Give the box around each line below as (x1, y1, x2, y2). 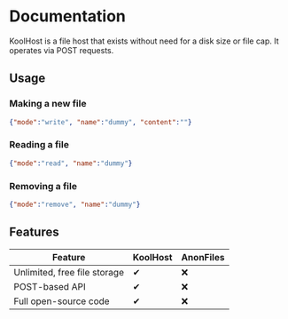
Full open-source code (13, 295, 110, 307)
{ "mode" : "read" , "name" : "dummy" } (9, 158, 133, 168)
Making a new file (9, 98, 87, 110)
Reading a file (9, 139, 69, 151)
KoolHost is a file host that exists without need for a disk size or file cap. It (9, 36, 279, 46)
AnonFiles (181, 251, 225, 263)
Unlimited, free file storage (13, 266, 124, 278)
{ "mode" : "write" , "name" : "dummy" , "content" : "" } (9, 117, 192, 126)
